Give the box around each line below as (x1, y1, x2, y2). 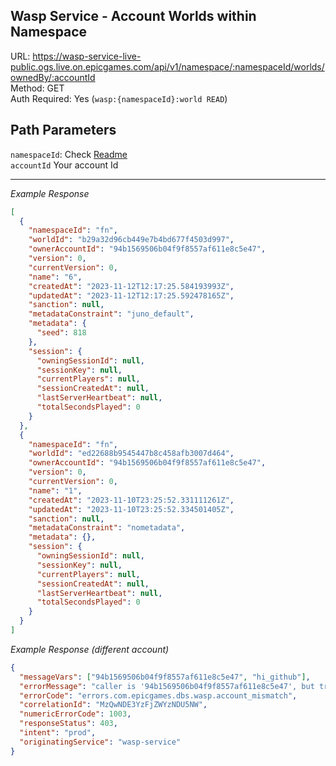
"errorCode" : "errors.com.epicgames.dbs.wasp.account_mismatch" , (19, 690, 298, 701)
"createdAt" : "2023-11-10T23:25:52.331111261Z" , (28, 495, 235, 505)
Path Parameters (10, 122, 117, 139)
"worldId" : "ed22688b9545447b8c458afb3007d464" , (28, 449, 235, 459)
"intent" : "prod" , (19, 728, 97, 738)
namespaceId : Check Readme (10, 148, 128, 160)
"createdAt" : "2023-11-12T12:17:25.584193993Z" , (28, 281, 235, 291)
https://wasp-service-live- (32, 50, 142, 62)
